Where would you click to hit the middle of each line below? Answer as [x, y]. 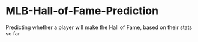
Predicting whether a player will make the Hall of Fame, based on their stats [99, 27]
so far [13, 33]
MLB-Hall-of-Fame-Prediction [82, 11]
